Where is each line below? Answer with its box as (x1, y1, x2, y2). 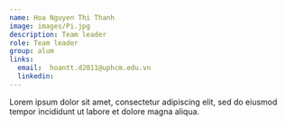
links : (9, 55, 34, 64)
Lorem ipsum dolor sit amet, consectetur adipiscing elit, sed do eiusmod (9, 96, 278, 107)
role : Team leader (9, 38, 78, 48)
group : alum (9, 47, 54, 56)
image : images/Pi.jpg (9, 22, 91, 31)
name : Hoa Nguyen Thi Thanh (9, 13, 115, 22)
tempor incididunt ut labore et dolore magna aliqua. (9, 105, 200, 117)
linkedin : (17, 72, 54, 81)
